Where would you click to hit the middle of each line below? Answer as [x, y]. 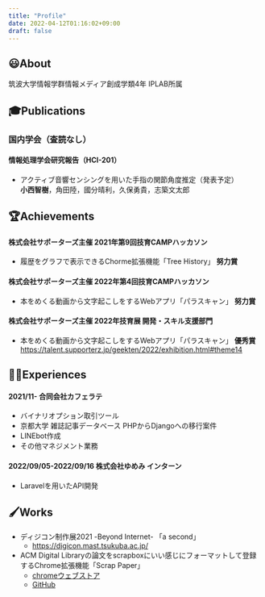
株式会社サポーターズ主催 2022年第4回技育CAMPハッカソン [109, 281]
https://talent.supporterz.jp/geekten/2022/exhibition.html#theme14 [131, 349]
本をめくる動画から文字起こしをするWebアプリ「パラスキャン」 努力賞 [138, 301]
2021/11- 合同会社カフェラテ [56, 396]
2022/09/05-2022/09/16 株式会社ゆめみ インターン [95, 465]
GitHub [44, 585]
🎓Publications [47, 111]
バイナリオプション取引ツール [69, 415]
